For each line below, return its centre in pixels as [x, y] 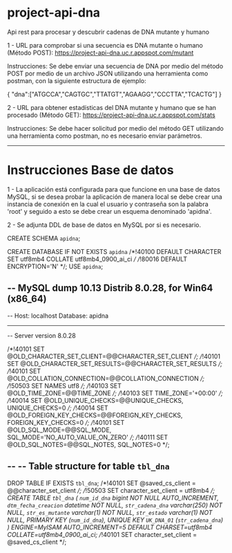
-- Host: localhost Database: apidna [58, 316]
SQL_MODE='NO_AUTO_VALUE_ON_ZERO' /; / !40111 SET [87, 437]
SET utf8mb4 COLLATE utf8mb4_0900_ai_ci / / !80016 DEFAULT [97, 259]
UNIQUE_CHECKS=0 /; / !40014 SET [58, 408]
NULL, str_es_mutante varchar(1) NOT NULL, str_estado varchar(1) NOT [110, 512]
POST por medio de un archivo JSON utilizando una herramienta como [108, 73]
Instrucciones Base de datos [90, 170]
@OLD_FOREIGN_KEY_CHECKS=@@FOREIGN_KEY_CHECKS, [95, 415]
